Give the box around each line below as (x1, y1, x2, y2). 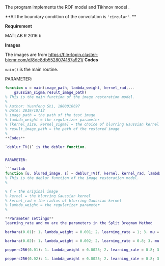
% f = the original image (5, 189, 58, 194)
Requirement (5, 23, 32, 29)
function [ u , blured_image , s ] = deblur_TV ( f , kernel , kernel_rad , (5, 171, 146, 176)
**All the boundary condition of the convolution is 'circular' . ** (5, 14, 137, 19)
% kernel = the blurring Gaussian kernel (5, 193, 91, 198)
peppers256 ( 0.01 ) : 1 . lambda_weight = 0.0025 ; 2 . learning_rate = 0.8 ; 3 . (5, 247, 162, 252)
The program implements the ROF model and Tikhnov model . (5, 4, 130, 10)
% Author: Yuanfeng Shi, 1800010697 (5, 104, 80, 108)
